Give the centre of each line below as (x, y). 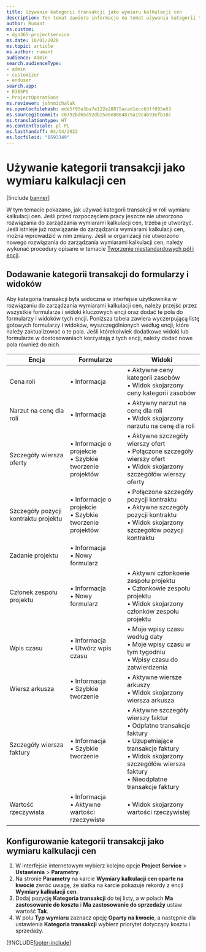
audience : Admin (27, 58)
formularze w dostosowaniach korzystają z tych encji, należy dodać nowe (100, 338)
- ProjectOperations (33, 97)
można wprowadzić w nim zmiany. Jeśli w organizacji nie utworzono (93, 235)
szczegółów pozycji (155, 530)
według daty (145, 636)
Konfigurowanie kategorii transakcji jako (85, 841)
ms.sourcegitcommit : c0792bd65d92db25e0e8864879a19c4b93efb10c (89, 115)
